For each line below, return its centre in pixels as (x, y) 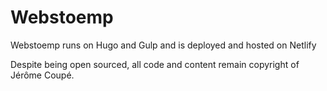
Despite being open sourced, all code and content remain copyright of (155, 64)
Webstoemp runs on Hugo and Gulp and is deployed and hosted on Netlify (163, 45)
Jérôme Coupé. (42, 75)
